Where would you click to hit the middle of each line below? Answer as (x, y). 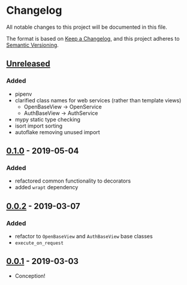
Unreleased (28, 64)
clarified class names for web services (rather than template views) (98, 100)
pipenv (23, 94)
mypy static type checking (48, 119)
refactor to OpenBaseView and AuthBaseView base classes (84, 236)
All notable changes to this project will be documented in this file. (87, 27)
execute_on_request (39, 243)
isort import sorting (39, 126)
